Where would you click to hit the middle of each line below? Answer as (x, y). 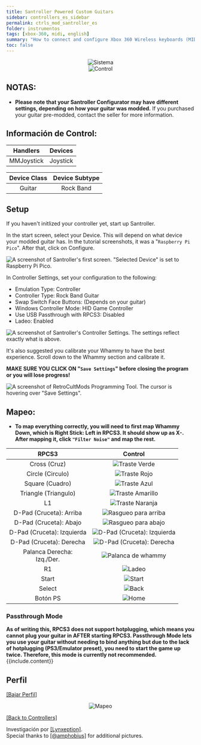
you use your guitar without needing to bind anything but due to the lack (98, 642)
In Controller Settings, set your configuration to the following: (81, 278)
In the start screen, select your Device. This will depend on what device (94, 235)
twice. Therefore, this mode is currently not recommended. (81, 655)
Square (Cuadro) (48, 483)
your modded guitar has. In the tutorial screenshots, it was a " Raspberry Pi (98, 242)
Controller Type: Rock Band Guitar (57, 296)
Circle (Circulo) (48, 474)
